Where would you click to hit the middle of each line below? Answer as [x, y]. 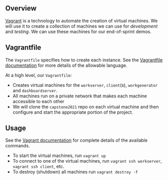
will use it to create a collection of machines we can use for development [81, 26]
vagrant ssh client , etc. [38, 166]
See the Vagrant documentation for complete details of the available [77, 140]
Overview [21, 8]
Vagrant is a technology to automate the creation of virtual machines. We [81, 20]
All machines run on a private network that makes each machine [80, 96]
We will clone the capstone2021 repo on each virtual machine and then [86, 107]
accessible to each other [38, 101]
